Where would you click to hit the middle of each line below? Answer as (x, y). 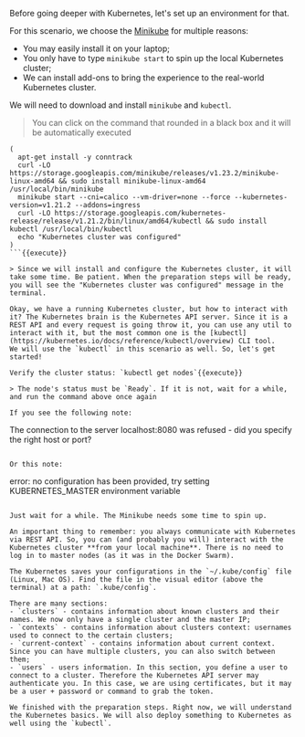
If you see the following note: (71, 413)
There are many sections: (58, 604)
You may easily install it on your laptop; (96, 48)
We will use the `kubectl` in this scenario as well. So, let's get (142, 349)
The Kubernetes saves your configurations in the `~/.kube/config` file (151, 572)
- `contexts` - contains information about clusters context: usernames (151, 627)
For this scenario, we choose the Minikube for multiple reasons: (129, 31)
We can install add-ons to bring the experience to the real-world (143, 78)
